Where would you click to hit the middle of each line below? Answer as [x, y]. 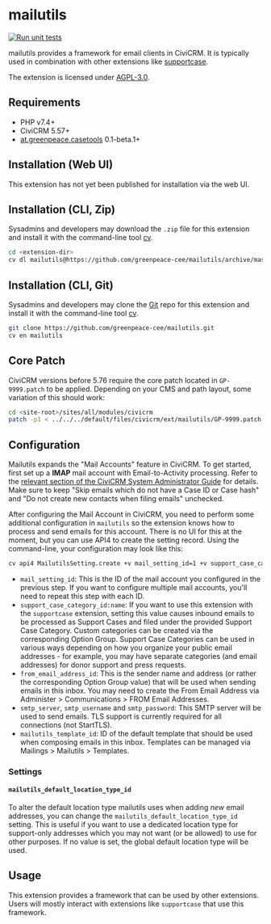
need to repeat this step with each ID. [82, 596]
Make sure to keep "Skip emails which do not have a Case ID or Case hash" [134, 490]
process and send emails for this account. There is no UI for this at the [125, 532]
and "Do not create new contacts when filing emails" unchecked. [116, 499]
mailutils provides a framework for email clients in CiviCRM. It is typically [129, 53]
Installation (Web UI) [61, 165]
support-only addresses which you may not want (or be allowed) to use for [133, 833]
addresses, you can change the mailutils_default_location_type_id [123, 816]
